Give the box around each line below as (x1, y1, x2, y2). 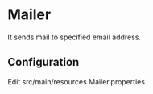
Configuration (7, 55, 80, 69)
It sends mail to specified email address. (7, 32, 142, 42)
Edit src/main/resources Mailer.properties (7, 76, 146, 86)
